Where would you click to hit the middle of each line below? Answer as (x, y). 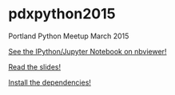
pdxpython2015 (62, 14)
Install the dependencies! (50, 82)
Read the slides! (35, 67)
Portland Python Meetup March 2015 (69, 36)
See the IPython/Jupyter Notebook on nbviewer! (87, 51)
